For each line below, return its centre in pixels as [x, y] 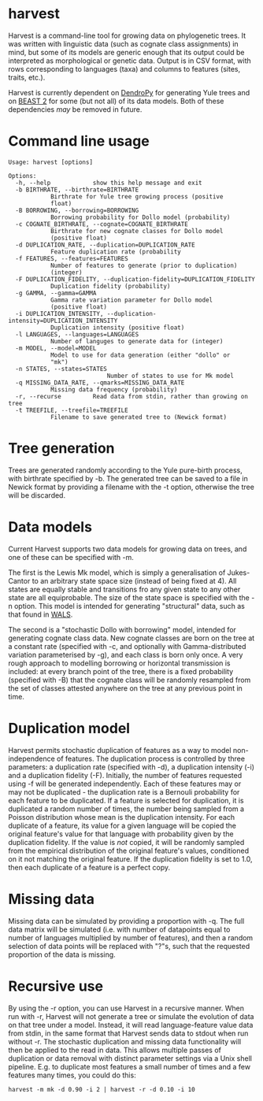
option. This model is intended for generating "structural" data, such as [130, 606]
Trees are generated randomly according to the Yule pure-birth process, [125, 470]
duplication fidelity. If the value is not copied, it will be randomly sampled [126, 842]
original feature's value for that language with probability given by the [121, 834]
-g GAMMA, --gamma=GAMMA [56, 293]
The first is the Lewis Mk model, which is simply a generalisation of [117, 573]
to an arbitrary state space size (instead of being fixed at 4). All [134, 580]
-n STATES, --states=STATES [61, 369]
